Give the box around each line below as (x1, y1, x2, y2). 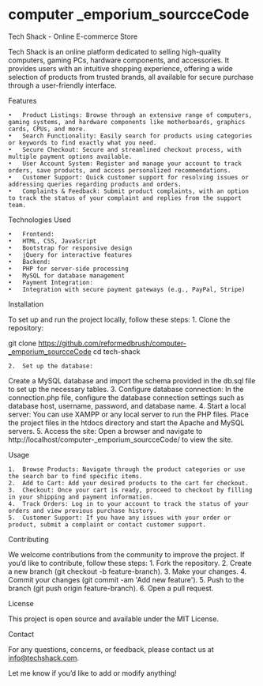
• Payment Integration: (8, 278, 93, 286)
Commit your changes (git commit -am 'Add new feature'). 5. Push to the (8, 575, 245, 584)
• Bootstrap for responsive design (8, 243, 133, 252)
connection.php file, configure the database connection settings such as (8, 393, 245, 402)
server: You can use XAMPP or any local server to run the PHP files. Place (8, 409, 249, 419)
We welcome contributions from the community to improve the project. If (8, 549, 245, 559)
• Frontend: (8, 230, 55, 238)
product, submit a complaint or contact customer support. (8, 520, 207, 529)
